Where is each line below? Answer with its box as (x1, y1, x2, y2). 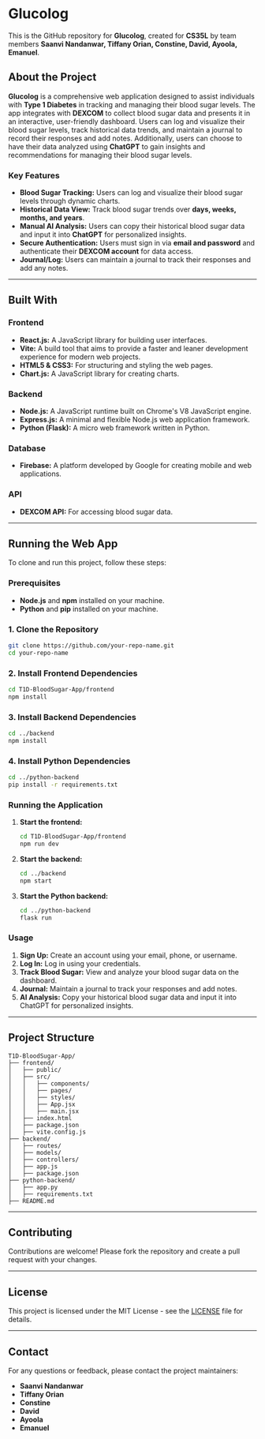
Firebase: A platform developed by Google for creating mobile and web (19, 461, 252, 470)
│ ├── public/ (8, 1066, 62, 1074)
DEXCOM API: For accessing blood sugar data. (19, 507, 174, 516)
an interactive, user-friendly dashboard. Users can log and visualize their (8, 116, 245, 126)
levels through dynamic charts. (19, 197, 121, 206)
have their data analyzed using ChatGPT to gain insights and (8, 141, 206, 151)
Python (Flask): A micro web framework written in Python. (19, 423, 211, 433)
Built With (8, 294, 58, 307)
